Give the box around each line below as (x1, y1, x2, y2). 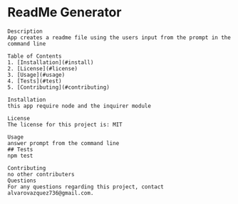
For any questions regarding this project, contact (7, 183, 164, 190)
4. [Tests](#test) (7, 77, 62, 85)
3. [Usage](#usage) (7, 71, 66, 78)
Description (7, 28, 43, 35)
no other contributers (7, 171, 75, 178)
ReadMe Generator (7, 4, 122, 21)
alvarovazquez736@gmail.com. (7, 189, 94, 196)
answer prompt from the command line (7, 139, 120, 146)
